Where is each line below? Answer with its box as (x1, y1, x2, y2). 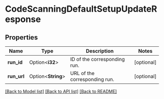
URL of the (70, 70, 95, 77)
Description (86, 48, 114, 54)
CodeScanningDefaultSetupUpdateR (5, 3, 158, 15)
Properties (5, 33, 38, 41)
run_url (7, 73, 25, 79)
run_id (7, 59, 23, 65)
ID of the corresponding (70, 56, 125, 62)
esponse (5, 14, 41, 25)
